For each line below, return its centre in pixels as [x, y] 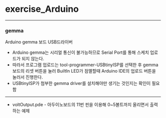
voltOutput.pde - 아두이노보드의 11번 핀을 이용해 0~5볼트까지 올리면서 [81, 105]
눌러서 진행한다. [27, 77]
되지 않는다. [33, 59]
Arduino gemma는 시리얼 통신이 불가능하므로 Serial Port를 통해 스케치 [81, 52]
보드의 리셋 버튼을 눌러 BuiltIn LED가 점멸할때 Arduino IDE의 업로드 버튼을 [84, 71]
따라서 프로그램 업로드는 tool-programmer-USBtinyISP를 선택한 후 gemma [85, 65]
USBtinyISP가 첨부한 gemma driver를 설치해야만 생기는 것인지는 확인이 [81, 83]
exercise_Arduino [42, 9]
